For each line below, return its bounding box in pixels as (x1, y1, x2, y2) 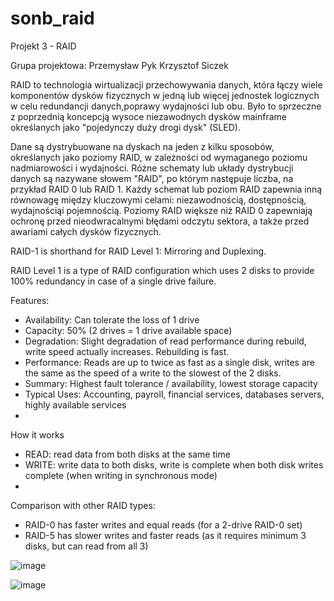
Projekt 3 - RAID (10, 40, 77, 52)
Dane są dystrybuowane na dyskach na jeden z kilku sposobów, (10, 140, 275, 152)
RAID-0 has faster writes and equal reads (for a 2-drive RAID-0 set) (24, 518, 303, 531)
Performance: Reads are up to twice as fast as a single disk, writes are (24, 356, 315, 368)
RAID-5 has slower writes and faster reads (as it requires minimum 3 (24, 529, 307, 541)
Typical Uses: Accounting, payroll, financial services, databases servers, (24, 388, 325, 400)
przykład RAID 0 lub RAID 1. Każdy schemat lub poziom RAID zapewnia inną (10, 183, 323, 195)
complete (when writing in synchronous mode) (24, 469, 218, 481)
